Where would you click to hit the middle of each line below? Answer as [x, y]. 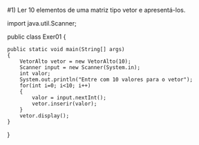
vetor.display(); [45, 116]
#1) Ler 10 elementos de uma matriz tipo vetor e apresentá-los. [96, 10]
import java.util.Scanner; [42, 23]
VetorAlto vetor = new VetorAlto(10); [75, 61]
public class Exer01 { [37, 37]
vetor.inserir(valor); [65, 104]
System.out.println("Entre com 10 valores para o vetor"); [106, 79]
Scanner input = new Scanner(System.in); [80, 68]
